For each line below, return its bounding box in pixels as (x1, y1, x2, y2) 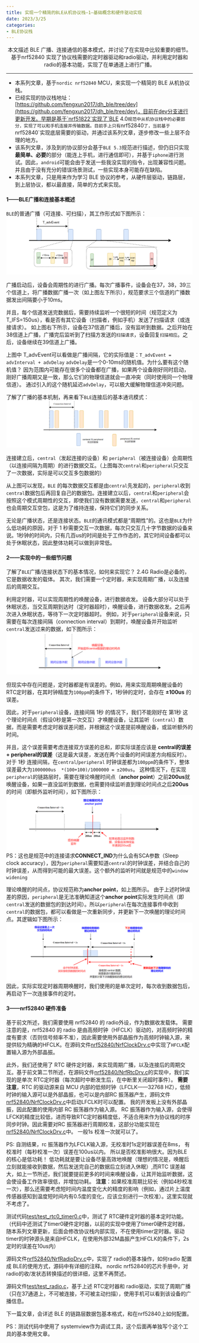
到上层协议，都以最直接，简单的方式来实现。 (14, 181, 124, 188)
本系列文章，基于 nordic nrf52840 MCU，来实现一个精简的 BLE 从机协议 (14, 79, 190, 86)
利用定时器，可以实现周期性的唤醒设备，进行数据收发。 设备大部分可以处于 (6, 596, 190, 603)
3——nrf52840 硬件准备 (6, 1005, 67, 1012)
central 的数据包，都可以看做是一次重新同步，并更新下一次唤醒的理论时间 (6, 908, 186, 915)
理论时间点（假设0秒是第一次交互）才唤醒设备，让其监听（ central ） (11, 716, 179, 724)
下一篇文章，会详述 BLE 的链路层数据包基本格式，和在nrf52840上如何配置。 (6, 1310, 192, 1317)
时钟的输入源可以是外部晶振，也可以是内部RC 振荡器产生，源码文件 (6, 1091, 171, 1098)
